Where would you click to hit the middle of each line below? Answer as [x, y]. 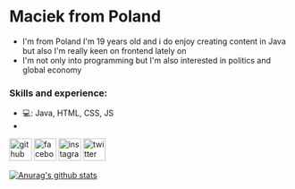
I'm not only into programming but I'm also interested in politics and [146, 60]
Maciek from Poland [85, 17]
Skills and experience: [59, 93]
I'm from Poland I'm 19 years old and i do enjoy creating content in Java [154, 41]
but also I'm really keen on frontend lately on [104, 50]
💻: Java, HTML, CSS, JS [68, 113]
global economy [52, 70]
